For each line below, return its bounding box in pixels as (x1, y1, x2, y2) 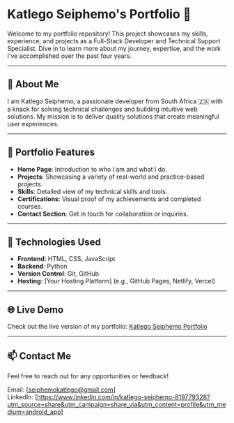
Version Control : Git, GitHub (17, 269, 100, 278)
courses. (17, 202, 43, 210)
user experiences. (7, 119, 59, 128)
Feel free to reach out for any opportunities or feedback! (7, 372, 169, 380)
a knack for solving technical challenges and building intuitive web (7, 105, 198, 113)
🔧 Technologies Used (7, 236, 101, 248)
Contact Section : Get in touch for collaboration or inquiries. (17, 209, 189, 218)
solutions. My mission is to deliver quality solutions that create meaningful (7, 112, 219, 121)
